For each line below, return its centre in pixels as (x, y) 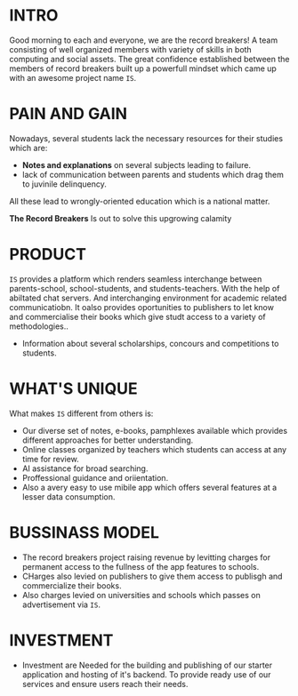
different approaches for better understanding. (108, 440)
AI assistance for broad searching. (85, 468)
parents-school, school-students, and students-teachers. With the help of (145, 288)
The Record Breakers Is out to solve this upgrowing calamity (121, 218)
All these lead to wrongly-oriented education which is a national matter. (140, 201)
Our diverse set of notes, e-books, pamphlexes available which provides (154, 430)
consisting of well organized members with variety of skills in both (130, 49)
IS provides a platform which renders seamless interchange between (136, 279)
